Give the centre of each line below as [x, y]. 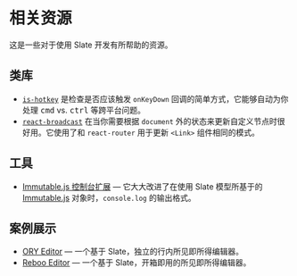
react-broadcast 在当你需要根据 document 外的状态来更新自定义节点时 [150, 121]
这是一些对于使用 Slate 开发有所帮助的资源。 [91, 45]
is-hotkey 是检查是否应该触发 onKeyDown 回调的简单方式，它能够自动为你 [155, 98]
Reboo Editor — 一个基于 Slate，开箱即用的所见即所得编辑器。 [136, 263]
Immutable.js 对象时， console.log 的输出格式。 [109, 197]
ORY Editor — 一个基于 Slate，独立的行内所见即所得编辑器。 [132, 252]
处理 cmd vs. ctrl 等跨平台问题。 [83, 110]
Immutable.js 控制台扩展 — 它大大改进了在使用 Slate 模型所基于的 [142, 186]
